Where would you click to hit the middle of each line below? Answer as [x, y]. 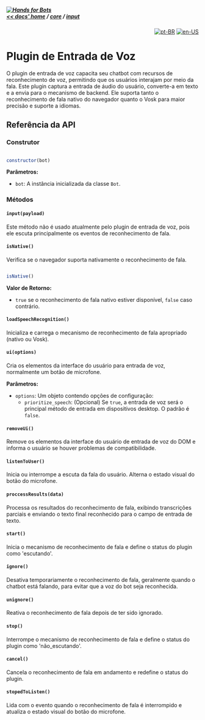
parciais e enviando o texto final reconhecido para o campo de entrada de [99, 514]
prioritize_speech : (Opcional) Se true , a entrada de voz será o [104, 402]
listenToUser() [26, 461]
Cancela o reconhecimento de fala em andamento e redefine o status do [97, 672]
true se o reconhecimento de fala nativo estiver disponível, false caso [104, 299]
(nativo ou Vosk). [28, 339]
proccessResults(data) [35, 494]
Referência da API [41, 125]
